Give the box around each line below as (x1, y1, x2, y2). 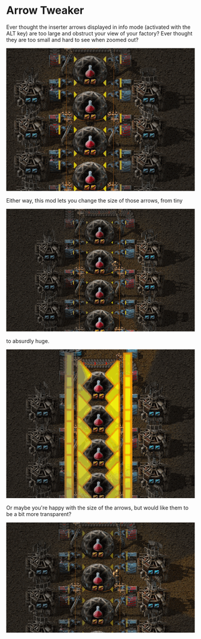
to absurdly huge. (6, 337, 50, 345)
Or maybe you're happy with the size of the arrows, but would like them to (6, 504, 189, 511)
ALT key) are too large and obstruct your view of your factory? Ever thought (6, 29, 193, 37)
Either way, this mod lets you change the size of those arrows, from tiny (6, 197, 183, 204)
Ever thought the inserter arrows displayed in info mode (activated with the (6, 23, 191, 31)
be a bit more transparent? (6, 510, 72, 517)
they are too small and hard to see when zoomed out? (6, 36, 139, 43)
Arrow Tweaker (6, 4, 84, 17)
